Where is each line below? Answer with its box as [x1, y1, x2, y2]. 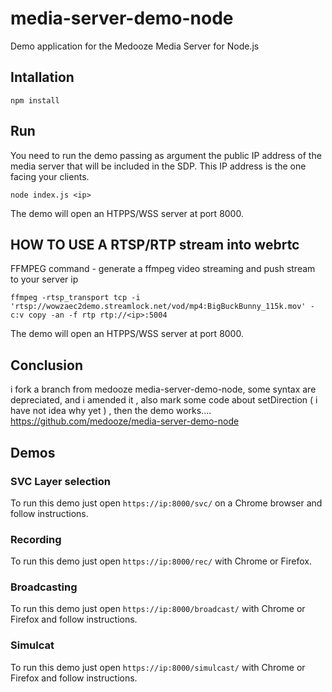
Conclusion [10, 357, 84, 374]
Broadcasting [10, 580, 78, 594]
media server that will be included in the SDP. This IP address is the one [10, 160, 307, 172]
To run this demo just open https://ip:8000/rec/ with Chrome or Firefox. [10, 555, 312, 567]
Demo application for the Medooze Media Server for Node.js [10, 40, 260, 52]
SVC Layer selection [10, 474, 111, 488]
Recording [10, 532, 62, 546]
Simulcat [10, 638, 55, 652]
